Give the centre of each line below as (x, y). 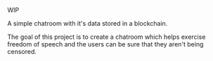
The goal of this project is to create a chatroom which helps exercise (106, 37)
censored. (22, 52)
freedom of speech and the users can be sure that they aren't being (105, 44)
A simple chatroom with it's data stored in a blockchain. (88, 23)
